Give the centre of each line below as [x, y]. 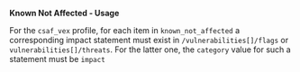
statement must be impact [57, 59]
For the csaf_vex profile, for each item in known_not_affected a [125, 30]
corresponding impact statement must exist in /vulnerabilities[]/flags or [149, 40]
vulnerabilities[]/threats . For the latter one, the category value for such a [150, 49]
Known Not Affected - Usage [64, 13]
